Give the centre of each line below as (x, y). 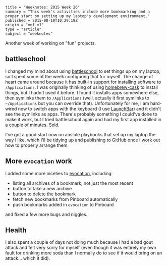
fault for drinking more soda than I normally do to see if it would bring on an (84, 253)
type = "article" (23, 29)
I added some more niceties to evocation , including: (59, 173)
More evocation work (39, 161)
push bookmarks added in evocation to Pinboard (63, 204)
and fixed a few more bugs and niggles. (46, 214)
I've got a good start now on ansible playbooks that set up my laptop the (80, 134)
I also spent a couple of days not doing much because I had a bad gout (79, 242)
